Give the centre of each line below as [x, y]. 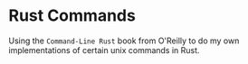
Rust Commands [72, 16]
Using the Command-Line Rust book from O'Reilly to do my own [124, 41]
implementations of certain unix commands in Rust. [104, 50]
